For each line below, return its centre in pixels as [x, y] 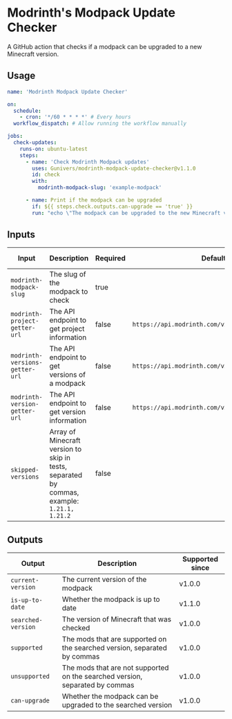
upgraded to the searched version [117, 705]
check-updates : [35, 143]
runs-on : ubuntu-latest [54, 149]
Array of [62, 432]
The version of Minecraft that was [116, 619]
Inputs [21, 234]
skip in [60, 458]
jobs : [15, 136]
